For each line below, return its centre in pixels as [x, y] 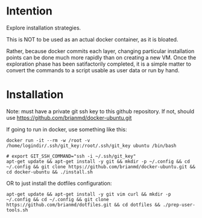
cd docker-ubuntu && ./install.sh [50, 172]
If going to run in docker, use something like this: [67, 129]
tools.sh [17, 210]
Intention [29, 11]
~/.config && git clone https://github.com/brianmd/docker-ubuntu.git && [101, 167]
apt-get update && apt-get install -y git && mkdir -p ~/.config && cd [98, 161]
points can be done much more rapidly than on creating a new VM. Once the [101, 57]
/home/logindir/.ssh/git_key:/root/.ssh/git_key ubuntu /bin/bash [91, 146]
